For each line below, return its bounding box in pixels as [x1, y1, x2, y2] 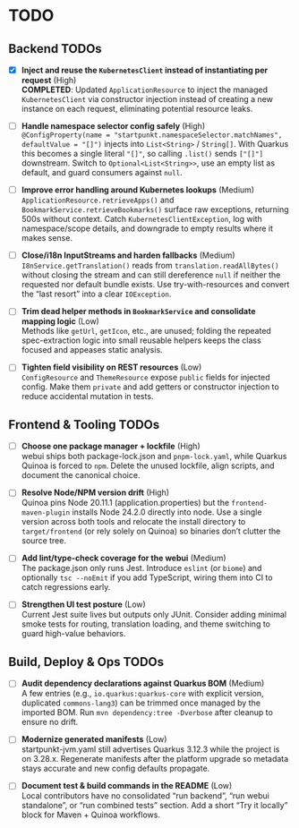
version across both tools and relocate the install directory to [21, 516, 246, 527]
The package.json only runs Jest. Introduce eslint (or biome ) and [21, 563, 262, 574]
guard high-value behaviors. [21, 628, 126, 639]
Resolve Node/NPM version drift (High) [21, 487, 170, 498]
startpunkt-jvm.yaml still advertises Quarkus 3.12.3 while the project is [21, 744, 280, 755]
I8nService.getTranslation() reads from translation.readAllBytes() [21, 260, 279, 271]
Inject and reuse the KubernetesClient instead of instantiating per [21, 64, 269, 75]
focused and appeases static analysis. [21, 345, 163, 355]
